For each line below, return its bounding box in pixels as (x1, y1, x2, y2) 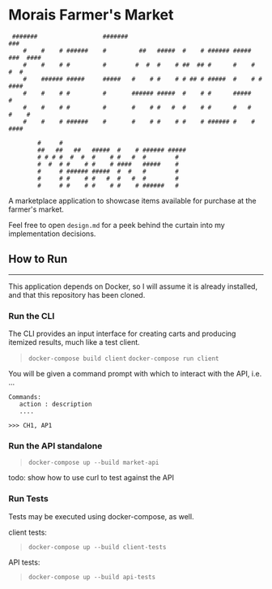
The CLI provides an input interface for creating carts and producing (8, 329, 236, 338)
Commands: (8, 393, 42, 402)
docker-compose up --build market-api (28, 458, 159, 467)
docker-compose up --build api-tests (28, 573, 156, 581)
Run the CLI (8, 310, 55, 321)
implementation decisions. (8, 229, 96, 239)
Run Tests (8, 493, 49, 505)
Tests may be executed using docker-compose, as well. (8, 511, 194, 521)
